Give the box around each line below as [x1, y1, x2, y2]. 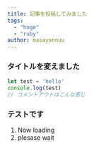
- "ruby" [13, 30, 40, 38]
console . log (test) [7, 84, 61, 92]
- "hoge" [13, 23, 40, 31]
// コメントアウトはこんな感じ [7, 92, 86, 99]
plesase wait [17, 133, 54, 142]
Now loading [17, 126, 55, 135]
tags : [7, 17, 23, 24]
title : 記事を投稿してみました [7, 10, 88, 18]
